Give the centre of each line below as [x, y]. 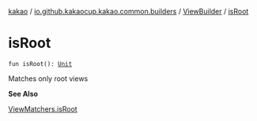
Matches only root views [48, 79]
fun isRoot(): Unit [40, 64]
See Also [23, 93]
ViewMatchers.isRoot [43, 108]
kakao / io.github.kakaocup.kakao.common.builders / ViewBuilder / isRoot [128, 11]
